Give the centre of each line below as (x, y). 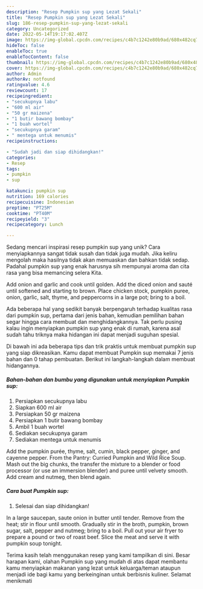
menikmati (19, 581)
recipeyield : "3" (28, 219)
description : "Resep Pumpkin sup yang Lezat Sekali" (74, 12)
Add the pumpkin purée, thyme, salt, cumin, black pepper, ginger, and (93, 451)
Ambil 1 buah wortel (40, 427)
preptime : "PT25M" (29, 208)
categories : (21, 158)
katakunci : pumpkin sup (36, 191)
